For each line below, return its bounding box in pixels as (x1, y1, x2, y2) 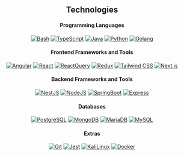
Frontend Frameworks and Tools (51, 49, 133, 56)
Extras (84, 130, 100, 137)
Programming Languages (60, 21, 124, 29)
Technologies (66, 5, 118, 15)
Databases (78, 103, 106, 110)
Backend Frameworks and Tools (51, 76, 133, 83)
